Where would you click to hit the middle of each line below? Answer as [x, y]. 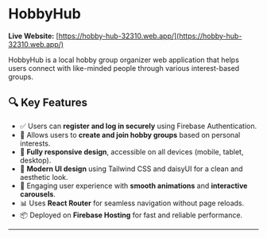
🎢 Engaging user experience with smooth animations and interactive [133, 185]
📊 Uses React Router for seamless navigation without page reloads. [132, 203]
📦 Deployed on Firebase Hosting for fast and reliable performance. [131, 215]
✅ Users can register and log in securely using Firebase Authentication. [138, 126]
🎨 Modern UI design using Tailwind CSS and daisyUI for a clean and [132, 169]
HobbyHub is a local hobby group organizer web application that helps [124, 60]
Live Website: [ [34, 36]
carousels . [37, 194]
